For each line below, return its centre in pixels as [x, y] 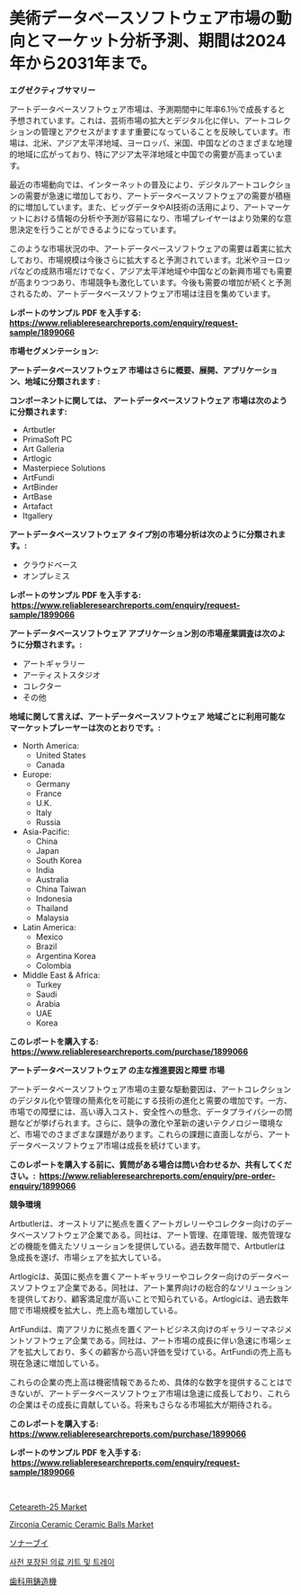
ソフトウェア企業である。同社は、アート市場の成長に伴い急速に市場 [150, 1340]
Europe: [37, 774]
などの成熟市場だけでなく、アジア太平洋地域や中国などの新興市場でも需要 [155, 271]
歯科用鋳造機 [33, 1581]
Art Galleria [43, 448]
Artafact [37, 506]
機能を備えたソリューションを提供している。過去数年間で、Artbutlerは [155, 1246]
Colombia [53, 965]
